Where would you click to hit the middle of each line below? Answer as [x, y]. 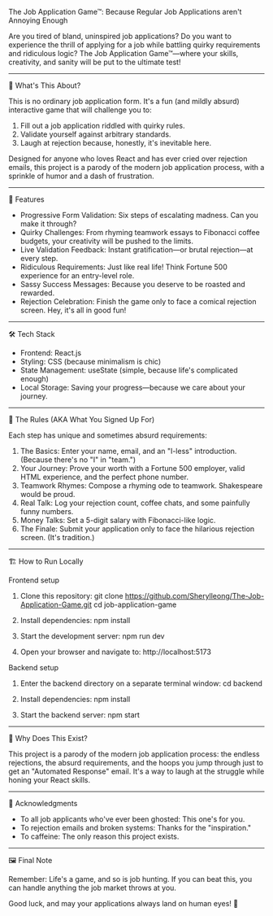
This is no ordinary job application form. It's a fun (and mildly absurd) [124, 101]
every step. [39, 258]
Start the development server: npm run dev [92, 636]
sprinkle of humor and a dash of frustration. [81, 176]
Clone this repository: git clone [71, 596]
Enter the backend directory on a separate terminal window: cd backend [141, 683]
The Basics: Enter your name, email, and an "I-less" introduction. [128, 451]
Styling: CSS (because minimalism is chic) [91, 362]
